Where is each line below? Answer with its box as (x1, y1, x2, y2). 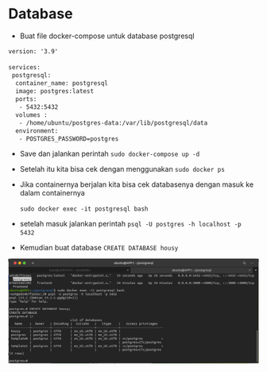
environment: (15, 126, 59, 135)
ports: (15, 95, 37, 103)
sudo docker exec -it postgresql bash (19, 204, 149, 213)
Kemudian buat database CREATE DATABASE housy (19, 242, 179, 252)
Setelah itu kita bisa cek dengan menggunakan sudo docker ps (19, 164, 225, 173)
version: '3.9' (8, 47, 59, 56)
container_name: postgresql (15, 79, 109, 87)
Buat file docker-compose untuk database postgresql (19, 31, 195, 41)
